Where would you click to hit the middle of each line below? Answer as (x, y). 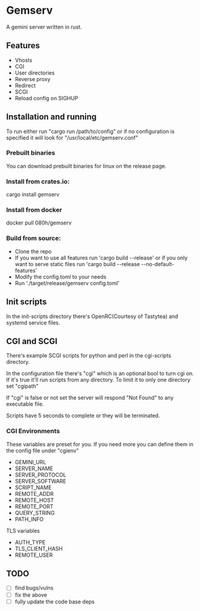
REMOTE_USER (34, 555)
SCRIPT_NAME (33, 487)
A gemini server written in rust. (44, 27)
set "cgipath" (22, 386)
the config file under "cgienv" (43, 450)
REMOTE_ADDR (34, 493)
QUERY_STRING (35, 513)
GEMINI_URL (30, 462)
